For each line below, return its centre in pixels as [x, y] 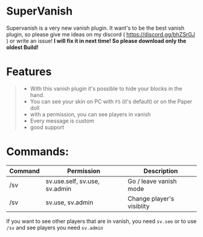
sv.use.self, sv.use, [72, 181]
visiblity [139, 206]
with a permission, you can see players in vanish [90, 114]
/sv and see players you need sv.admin [55, 227]
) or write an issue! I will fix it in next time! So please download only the [96, 41]
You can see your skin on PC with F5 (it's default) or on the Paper [111, 101]
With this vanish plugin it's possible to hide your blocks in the [106, 88]
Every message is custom [62, 121]
